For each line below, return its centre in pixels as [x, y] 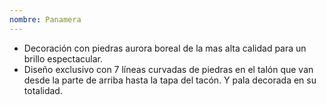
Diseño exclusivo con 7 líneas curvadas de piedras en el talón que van [168, 69]
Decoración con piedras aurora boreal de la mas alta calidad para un [165, 48]
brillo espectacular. [63, 58]
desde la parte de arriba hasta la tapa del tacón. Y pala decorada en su [170, 80]
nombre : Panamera [45, 19]
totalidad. [43, 90]
